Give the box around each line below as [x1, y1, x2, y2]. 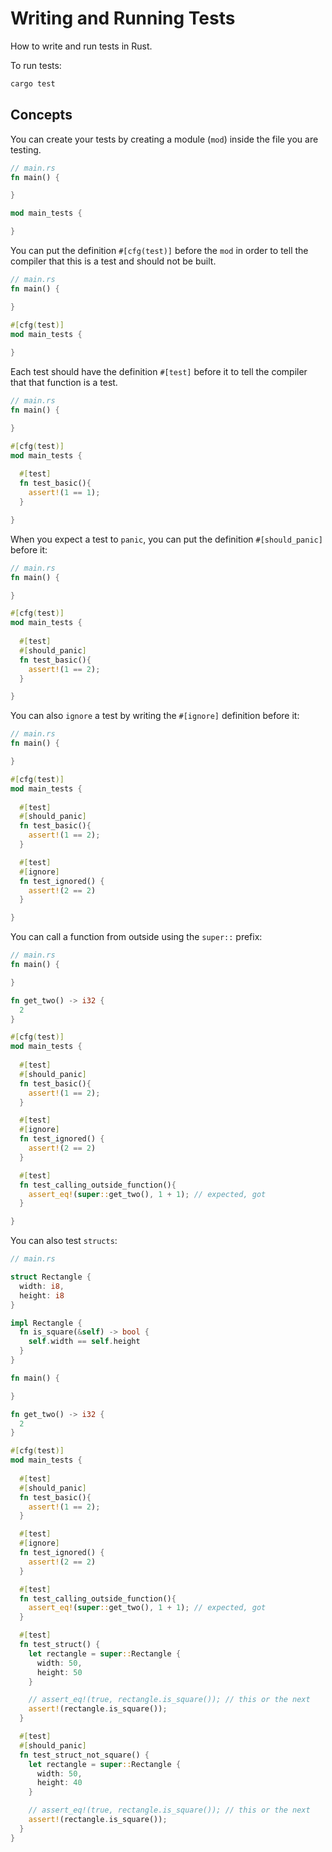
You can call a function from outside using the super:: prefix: [10, 931, 263, 943]
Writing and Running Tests [10, 7, 236, 30]
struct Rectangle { [10, 1272, 92, 1282]
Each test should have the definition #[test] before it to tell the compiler [10, 366, 308, 378]
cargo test [10, 78, 56, 89]
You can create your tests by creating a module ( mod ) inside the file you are [10, 133, 319, 145]
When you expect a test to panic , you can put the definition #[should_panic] [10, 533, 323, 545]
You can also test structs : [10, 1235, 118, 1247]
